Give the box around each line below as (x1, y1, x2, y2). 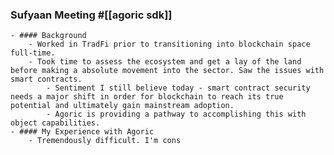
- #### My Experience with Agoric (10, 127, 155, 137)
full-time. (10, 48, 56, 58)
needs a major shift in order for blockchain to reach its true (10, 92, 284, 102)
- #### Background (10, 31, 87, 41)
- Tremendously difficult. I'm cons (28, 136, 182, 146)
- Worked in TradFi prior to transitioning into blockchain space (28, 39, 311, 50)
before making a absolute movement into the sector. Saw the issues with (10, 66, 325, 76)
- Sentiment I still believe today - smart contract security (46, 83, 311, 93)
